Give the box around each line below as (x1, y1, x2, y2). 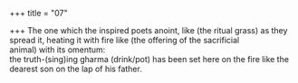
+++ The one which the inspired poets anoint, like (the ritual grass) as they (9, 25, 288, 35)
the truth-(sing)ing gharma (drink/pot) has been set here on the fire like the (9, 54, 290, 64)
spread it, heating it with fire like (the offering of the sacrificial (9, 35, 240, 45)
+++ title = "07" (9, 8, 68, 18)
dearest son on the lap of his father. (9, 63, 142, 74)
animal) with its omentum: (9, 44, 106, 55)
